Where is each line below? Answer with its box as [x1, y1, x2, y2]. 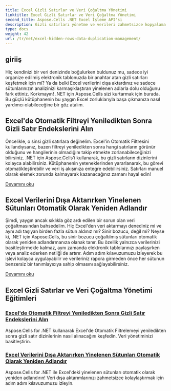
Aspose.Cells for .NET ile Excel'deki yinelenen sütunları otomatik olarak [5, 369, 155, 376]
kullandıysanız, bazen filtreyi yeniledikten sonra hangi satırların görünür [5, 143, 156, 150]
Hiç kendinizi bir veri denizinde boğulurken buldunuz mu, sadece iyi [5, 69, 148, 75]
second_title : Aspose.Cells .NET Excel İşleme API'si [5, 17, 123, 22]
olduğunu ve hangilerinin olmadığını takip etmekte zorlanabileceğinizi [5, 149, 151, 155]
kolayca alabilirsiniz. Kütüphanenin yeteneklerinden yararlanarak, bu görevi [5, 160, 164, 166]
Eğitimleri [5, 294, 37, 303]
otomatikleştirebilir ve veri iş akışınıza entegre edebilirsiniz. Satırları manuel [5, 165, 164, 172]
